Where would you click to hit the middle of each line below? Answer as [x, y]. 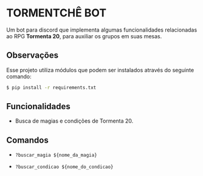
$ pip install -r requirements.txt [51, 87]
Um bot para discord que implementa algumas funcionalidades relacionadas [102, 30]
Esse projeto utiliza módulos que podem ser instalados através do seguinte [100, 70]
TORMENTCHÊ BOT [57, 13]
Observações [33, 56]
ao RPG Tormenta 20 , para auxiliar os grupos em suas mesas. [84, 36]
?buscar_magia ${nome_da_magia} [56, 155]
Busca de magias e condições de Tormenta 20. [74, 121]
